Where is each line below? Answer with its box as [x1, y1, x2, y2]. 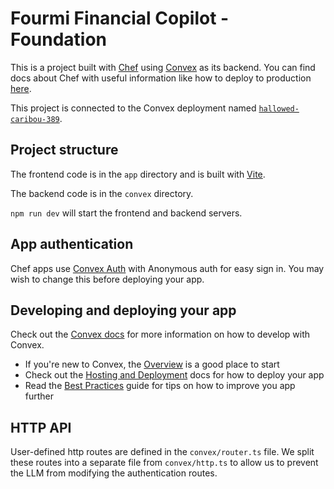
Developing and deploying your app [10, 302, 237, 319]
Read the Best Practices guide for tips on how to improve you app [24, 380, 296, 392]
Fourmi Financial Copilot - [10, 7, 230, 30]
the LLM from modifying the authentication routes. [10, 467, 218, 479]
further [24, 390, 55, 402]
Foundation [10, 28, 108, 51]
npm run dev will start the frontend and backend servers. [10, 207, 243, 219]
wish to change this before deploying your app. [10, 273, 205, 285]
